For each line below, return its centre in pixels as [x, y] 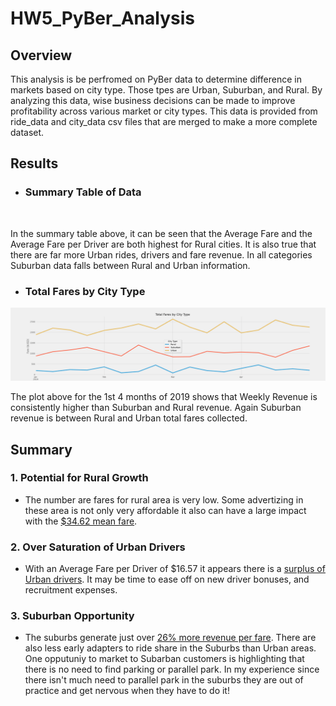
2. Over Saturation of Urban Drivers [98, 547]
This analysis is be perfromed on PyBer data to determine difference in [156, 79]
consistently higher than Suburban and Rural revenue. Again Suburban [156, 408]
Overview [41, 55]
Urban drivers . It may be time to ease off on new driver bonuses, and [167, 579]
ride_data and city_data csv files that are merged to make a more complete [164, 121]
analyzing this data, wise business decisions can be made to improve [153, 100]
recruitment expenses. [71, 590]
